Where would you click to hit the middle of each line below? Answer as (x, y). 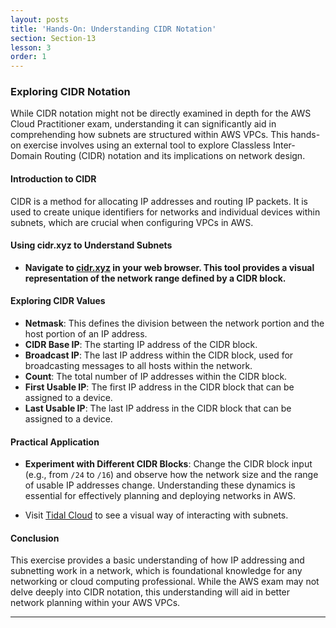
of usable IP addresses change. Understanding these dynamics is (160, 485)
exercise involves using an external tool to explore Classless (147, 145)
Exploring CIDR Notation (70, 92)
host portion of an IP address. (86, 334)
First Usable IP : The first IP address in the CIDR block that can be (159, 387)
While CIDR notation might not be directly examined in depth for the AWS (161, 113)
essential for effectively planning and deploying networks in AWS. (160, 496)
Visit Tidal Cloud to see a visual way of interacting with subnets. (156, 515)
